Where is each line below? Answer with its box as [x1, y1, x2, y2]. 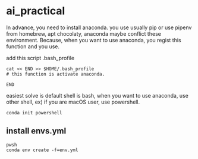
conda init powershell [6, 110, 62, 116]
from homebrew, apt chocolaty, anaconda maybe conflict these [6, 30, 162, 37]
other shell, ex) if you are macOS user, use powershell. [6, 98, 140, 105]
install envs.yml [6, 126, 67, 136]
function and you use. [6, 43, 60, 50]
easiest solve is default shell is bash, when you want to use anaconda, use [6, 92, 188, 99]
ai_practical [6, 4, 65, 18]
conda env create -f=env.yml [6, 147, 78, 153]
